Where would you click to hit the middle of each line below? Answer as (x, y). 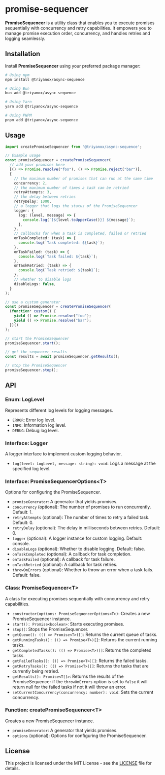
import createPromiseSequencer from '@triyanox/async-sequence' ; (73, 147)
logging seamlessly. (25, 38)
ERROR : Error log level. (34, 420)
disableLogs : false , (35, 284)
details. (13, 768)
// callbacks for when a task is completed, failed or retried (80, 234)
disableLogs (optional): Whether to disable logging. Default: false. (79, 549)
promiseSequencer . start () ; (33, 343)
